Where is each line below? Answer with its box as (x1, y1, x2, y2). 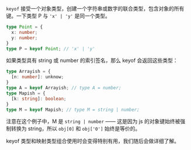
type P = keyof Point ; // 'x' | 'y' (6, 46, 95, 51)
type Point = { (6, 24, 43, 30)
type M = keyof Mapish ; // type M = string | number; (6, 107, 140, 113)
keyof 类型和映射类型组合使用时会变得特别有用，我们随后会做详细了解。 (6, 138, 180, 145)
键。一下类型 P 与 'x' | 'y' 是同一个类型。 (6, 12, 111, 19)
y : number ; (11, 34, 38, 41)
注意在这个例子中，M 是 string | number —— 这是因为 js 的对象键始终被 (6, 118, 180, 125)
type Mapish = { (6, 90, 46, 96)
